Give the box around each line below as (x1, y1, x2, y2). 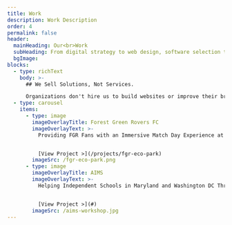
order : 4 (7, 23, 32, 30)
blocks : (7, 61, 30, 68)
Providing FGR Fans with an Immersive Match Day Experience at (37, 132, 224, 139)
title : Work (7, 10, 41, 17)
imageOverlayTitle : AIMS (32, 170, 104, 177)
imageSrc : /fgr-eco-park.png (32, 157, 116, 164)
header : (7, 36, 30, 43)
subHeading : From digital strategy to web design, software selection (13, 49, 221, 56)
